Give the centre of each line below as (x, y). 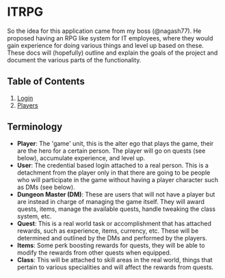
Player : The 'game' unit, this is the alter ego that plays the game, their (115, 143)
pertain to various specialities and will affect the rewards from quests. (115, 267)
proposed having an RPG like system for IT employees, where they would (110, 38)
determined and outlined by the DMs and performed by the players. (112, 238)
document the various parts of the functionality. (74, 60)
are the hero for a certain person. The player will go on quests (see (111, 151)
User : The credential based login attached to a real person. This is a (112, 165)
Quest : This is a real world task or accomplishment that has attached (114, 223)
